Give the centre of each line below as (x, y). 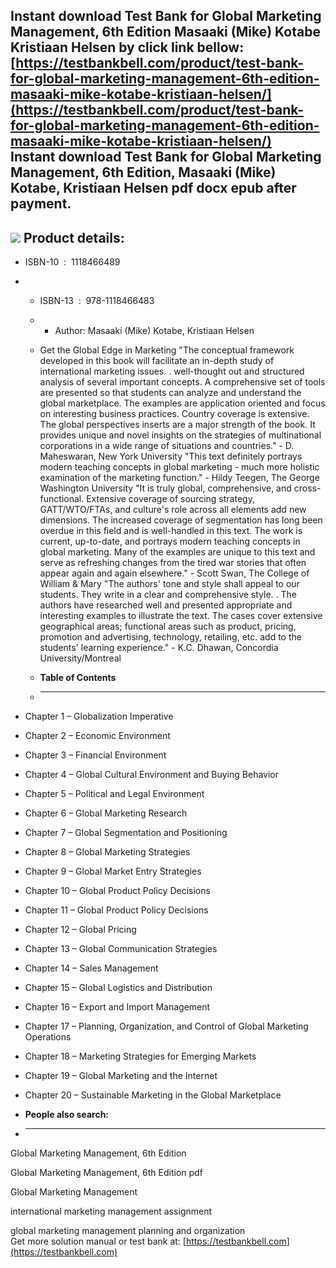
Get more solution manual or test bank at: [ (98, 1241)
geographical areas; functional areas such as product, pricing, (168, 626)
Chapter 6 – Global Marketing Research (106, 813)
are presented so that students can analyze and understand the (170, 393)
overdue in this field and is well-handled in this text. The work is (171, 531)
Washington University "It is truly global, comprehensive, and (165, 488)
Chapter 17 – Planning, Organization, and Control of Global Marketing (166, 1026)
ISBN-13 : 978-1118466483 (97, 301)
